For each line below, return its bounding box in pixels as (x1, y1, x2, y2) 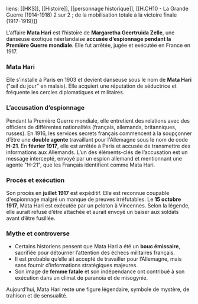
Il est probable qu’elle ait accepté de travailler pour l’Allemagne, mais (14, 255, 182, 263)
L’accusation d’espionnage (6, 104, 85, 112)
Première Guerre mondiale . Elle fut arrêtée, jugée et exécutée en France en (6, 41, 191, 49)
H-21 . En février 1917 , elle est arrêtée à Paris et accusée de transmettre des (6, 142, 191, 149)
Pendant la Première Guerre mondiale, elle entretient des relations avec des (6, 117, 190, 124)
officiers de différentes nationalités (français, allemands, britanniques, (6, 123, 177, 130)
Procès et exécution (6, 176, 65, 184)
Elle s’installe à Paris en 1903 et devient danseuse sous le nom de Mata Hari (6, 76, 192, 84)
